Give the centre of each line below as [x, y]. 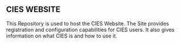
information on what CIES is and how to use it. [62, 36]
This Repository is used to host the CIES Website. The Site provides [88, 23]
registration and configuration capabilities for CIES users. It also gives [90, 30]
